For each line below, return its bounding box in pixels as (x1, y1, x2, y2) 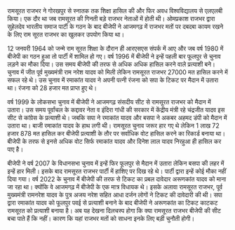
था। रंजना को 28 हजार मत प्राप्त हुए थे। (7, 84, 97, 92)
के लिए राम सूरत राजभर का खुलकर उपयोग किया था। (7, 30, 125, 39)
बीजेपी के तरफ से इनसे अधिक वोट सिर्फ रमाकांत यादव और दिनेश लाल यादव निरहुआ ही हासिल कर (7, 137, 222, 145)
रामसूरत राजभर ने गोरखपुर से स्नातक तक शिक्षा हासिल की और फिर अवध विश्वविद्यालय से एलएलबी (7, 7, 223, 15)
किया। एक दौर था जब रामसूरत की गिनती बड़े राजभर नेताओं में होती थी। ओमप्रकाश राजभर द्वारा (7, 15, 215, 22)
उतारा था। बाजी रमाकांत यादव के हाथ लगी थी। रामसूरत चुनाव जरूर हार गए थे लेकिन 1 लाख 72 (7, 121, 220, 130)
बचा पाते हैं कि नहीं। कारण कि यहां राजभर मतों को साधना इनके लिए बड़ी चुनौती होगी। (7, 215, 195, 222)
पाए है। (7, 145, 24, 154)
